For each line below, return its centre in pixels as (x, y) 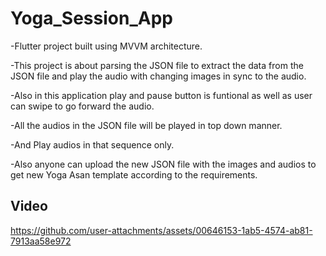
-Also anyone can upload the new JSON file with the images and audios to (163, 164)
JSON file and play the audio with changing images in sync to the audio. (158, 76)
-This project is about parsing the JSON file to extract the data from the (157, 65)
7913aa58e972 (41, 241)
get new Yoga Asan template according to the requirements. (134, 174)
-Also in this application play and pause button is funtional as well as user (161, 95)
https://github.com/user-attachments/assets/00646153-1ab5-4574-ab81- (161, 230)
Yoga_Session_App (91, 18)
